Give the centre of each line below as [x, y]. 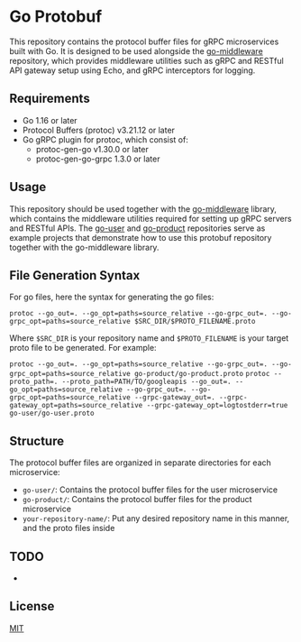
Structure [37, 440]
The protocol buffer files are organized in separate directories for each [141, 463]
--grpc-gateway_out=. [175, 398]
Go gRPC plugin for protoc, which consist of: [105, 139]
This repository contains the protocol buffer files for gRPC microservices [144, 41]
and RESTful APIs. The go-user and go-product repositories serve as [137, 228]
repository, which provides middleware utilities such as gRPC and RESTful [146, 60]
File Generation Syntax [75, 275]
